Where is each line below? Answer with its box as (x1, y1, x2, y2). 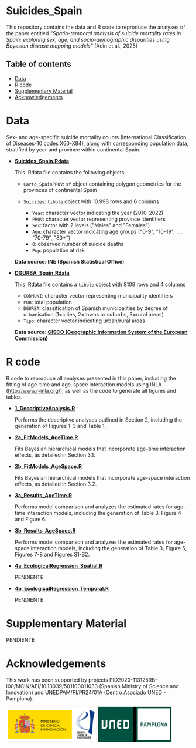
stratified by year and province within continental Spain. (6, 146, 141, 153)
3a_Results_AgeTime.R (14, 491, 72, 498)
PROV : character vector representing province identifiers (32, 215, 166, 223)
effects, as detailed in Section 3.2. (14, 480, 97, 487)
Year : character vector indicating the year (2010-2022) (32, 209, 164, 216)
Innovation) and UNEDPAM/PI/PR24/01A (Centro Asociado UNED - (6, 689, 166, 696)
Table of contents (6, 59, 71, 69)
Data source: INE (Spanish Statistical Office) (14, 258, 125, 265)
